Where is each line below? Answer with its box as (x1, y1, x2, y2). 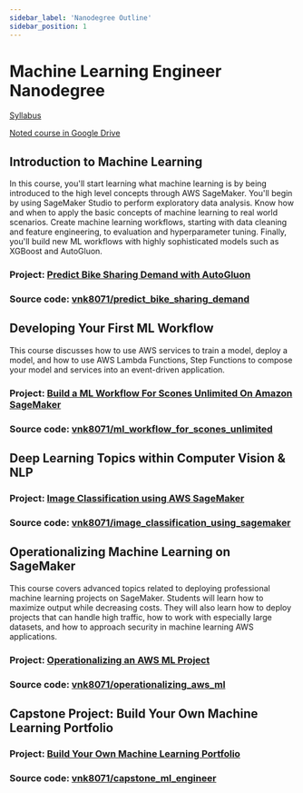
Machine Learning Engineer (9, 61, 222, 82)
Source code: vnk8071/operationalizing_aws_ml (9, 678, 226, 690)
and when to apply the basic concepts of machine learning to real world (9, 207, 279, 218)
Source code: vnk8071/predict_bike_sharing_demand (9, 292, 249, 305)
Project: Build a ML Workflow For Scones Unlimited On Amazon (9, 387, 293, 400)
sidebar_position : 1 (9, 22, 88, 31)
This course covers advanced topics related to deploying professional (9, 582, 270, 593)
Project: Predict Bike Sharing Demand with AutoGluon (9, 269, 251, 282)
